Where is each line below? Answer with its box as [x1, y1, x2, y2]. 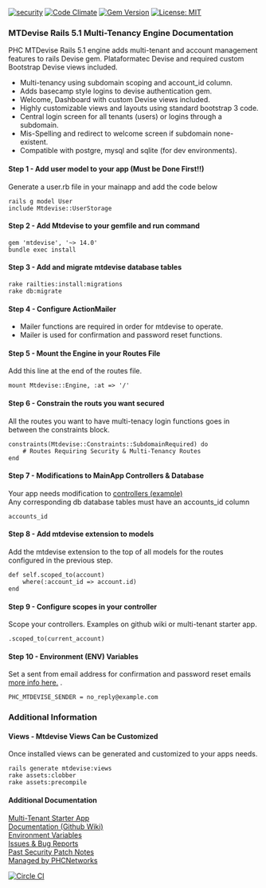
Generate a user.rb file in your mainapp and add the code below [8, 182, 217, 191]
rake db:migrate [8, 287, 62, 295]
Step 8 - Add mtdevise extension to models [8, 529, 155, 539]
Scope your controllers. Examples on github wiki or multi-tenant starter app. [8, 619, 257, 629]
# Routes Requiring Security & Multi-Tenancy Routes [22, 447, 201, 455]
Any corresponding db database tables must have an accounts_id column [8, 497, 250, 507]
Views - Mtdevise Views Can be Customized [8, 731, 158, 741]
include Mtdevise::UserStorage [8, 204, 112, 212]
